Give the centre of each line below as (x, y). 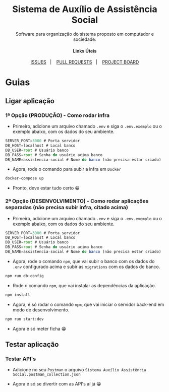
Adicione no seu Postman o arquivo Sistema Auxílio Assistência (79, 370)
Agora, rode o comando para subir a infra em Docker (67, 169)
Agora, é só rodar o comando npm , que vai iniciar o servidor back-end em (88, 304)
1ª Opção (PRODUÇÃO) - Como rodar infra (58, 115)
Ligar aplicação (30, 101)
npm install (18, 295)
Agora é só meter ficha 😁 (39, 329)
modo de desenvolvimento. (41, 310)
